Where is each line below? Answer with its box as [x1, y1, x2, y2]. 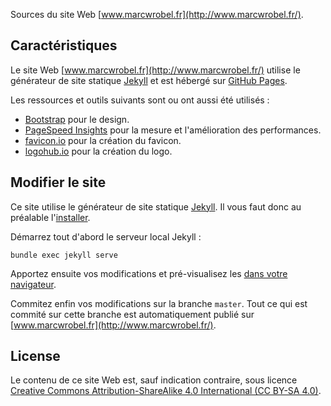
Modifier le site [10, 174, 107, 191]
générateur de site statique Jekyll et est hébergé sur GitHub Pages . [10, 74, 288, 86]
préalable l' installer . [10, 211, 91, 223]
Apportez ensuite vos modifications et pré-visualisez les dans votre [10, 267, 288, 279]
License [10, 348, 61, 365]
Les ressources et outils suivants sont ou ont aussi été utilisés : [10, 94, 270, 106]
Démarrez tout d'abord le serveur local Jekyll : [10, 230, 202, 243]
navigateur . [10, 278, 57, 290]
